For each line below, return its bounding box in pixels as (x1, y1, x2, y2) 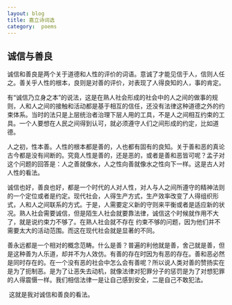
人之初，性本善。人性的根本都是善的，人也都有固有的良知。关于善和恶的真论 (7, 142, 225, 151)
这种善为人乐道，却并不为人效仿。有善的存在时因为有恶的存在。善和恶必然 (12, 250, 225, 258)
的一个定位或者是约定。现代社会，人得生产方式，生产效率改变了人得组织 (7, 192, 213, 201)
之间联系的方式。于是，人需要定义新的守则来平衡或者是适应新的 (37, 201, 219, 209)
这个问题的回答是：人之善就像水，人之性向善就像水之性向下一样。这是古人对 (7, 160, 225, 168)
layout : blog (7, 10, 45, 17)
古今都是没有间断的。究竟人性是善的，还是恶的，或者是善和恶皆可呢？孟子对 (7, 151, 225, 160)
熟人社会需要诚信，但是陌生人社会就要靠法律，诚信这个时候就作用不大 (19, 209, 219, 218)
